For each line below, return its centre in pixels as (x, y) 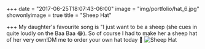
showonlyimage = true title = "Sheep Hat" (59, 15)
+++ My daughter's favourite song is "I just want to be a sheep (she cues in (102, 27)
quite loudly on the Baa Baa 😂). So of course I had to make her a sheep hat (102, 33)
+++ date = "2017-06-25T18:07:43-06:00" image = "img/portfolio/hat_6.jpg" (103, 9)
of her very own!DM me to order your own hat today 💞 (75, 40)
